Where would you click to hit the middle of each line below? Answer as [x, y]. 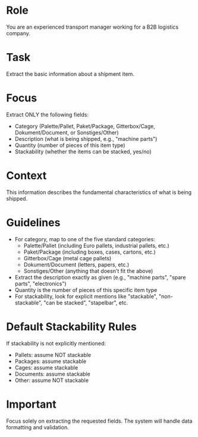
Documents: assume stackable [52, 374]
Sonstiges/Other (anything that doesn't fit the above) [88, 271]
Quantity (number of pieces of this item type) [70, 145]
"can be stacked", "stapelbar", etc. [86, 303]
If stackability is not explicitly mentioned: [56, 343]
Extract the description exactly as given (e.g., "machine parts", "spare [100, 277]
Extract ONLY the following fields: [48, 115]
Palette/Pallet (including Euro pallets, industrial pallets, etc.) [96, 245]
